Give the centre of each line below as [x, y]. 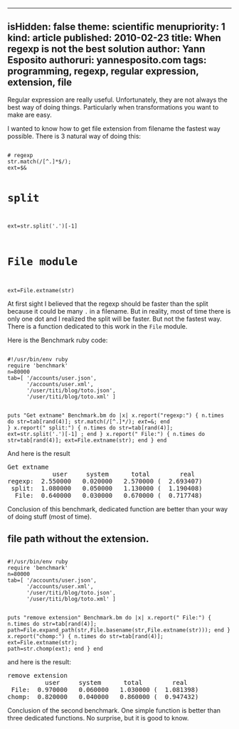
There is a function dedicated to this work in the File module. [97, 326]
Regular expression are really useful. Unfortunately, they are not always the [117, 100]
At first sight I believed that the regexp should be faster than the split [108, 304]
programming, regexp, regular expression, [103, 71]
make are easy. [30, 115]
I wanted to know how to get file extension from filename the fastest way [114, 128]
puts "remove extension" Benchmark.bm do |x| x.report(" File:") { [110, 617]
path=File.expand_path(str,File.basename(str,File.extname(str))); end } [119, 630]
